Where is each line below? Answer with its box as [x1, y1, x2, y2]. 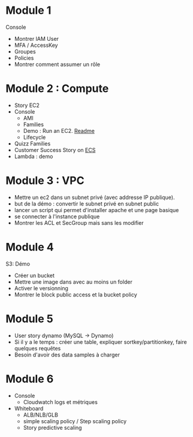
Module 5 [5, 312, 53, 325]
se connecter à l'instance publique [14, 213, 100, 220]
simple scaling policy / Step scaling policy [23, 417, 127, 424]
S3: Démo [5, 260, 31, 267]
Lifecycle [23, 133, 46, 141]
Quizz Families [14, 139, 51, 147]
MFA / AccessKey [14, 41, 58, 49]
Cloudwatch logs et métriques [23, 398, 98, 406]
